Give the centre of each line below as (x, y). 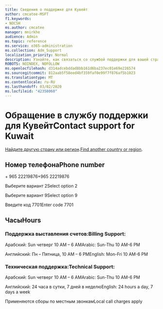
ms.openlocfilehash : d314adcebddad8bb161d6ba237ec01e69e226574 (70, 69)
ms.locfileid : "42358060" (31, 91)
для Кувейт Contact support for (70, 126)
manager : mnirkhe (23, 32)
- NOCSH (13, 23)
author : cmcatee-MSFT (27, 14)
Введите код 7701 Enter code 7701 (39, 205)
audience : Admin (21, 37)
